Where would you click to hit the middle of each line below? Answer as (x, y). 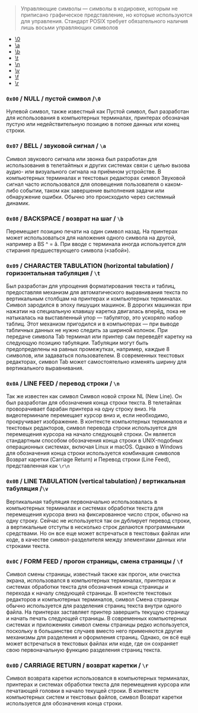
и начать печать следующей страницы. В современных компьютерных (96, 619)
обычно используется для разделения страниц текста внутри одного (94, 606)
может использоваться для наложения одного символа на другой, (91, 238)
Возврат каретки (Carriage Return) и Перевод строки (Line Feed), (88, 459)
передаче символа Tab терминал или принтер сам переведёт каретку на (99, 337)
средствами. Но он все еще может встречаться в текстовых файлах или (98, 533)
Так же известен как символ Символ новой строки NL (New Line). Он (94, 396)
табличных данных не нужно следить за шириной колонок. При (87, 330)
